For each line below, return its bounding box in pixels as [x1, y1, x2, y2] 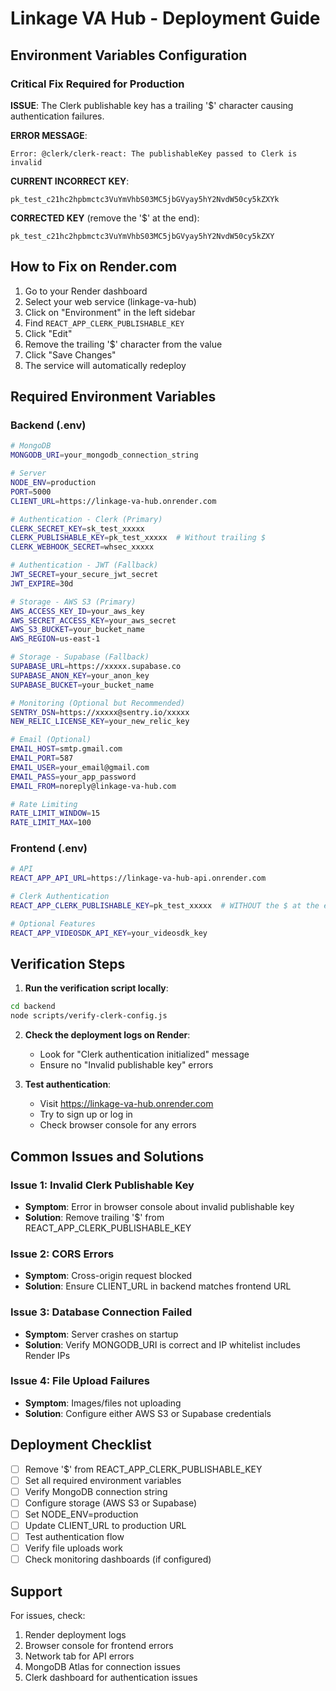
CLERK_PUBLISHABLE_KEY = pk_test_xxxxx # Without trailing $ [10, 533, 267, 543]
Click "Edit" [24, 327, 73, 339]
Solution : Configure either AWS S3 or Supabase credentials [24, 1407, 272, 1419]
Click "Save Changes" [24, 348, 117, 361]
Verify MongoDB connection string [24, 1485, 168, 1497]
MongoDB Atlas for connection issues [24, 1661, 181, 1672]
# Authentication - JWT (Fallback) [10, 560, 159, 571]
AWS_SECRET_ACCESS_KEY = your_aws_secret [10, 615, 177, 626]
